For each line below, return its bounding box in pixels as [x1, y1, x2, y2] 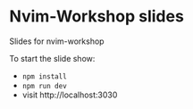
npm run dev [21, 81, 67, 90]
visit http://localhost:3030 [21, 89, 118, 100]
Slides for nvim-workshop [9, 36, 105, 46]
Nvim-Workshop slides [9, 6, 185, 27]
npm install [21, 71, 67, 81]
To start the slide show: [9, 53, 96, 63]
